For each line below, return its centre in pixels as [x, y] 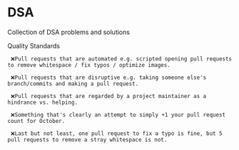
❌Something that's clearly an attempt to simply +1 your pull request [118, 114]
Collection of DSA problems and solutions [69, 32]
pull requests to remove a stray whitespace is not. [87, 139]
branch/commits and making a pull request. [73, 84]
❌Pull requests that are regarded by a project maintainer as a [108, 96]
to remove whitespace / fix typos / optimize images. [89, 65]
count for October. [36, 121]
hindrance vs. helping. [43, 102]
